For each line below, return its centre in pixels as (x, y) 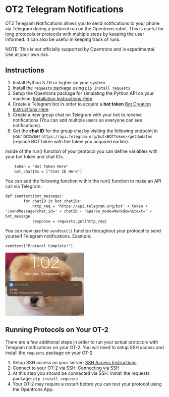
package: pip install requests (45, 378)
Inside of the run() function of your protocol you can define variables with (81, 151)
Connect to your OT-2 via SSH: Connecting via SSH (66, 368)
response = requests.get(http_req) (70, 221)
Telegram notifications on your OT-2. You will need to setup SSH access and (84, 347)
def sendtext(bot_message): (35, 196)
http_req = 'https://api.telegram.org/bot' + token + (90, 206)
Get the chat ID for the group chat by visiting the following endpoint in (85, 131)
